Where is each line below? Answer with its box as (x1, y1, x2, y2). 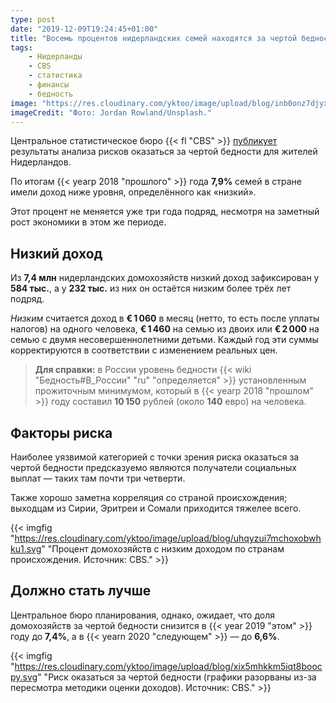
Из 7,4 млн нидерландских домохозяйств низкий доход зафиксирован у (10, 272, 320, 284)
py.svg (10, 671, 38, 683)
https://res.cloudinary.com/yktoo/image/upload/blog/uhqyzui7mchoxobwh (14, 532, 322, 544)
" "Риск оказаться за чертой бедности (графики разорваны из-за (37, 671, 317, 683)
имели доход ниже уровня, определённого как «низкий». (10, 186, 257, 198)
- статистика (28, 71, 83, 81)
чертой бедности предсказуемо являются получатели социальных (10, 462, 297, 473)
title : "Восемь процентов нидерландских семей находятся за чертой (10, 33, 298, 43)
